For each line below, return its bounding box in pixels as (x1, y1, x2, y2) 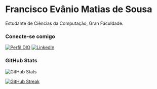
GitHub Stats (5, 57, 37, 64)
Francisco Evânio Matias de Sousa (5, 4, 152, 15)
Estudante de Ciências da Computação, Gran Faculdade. (5, 20, 124, 26)
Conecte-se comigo (5, 33, 56, 40)
